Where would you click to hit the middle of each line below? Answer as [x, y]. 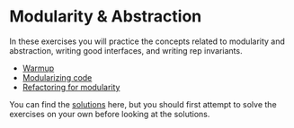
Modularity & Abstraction [106, 17]
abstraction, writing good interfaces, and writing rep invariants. [126, 50]
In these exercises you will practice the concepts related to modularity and [147, 41]
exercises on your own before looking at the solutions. [110, 114]
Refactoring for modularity [71, 87]
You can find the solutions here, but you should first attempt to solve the [143, 104]
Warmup [38, 68]
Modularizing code [57, 77]
